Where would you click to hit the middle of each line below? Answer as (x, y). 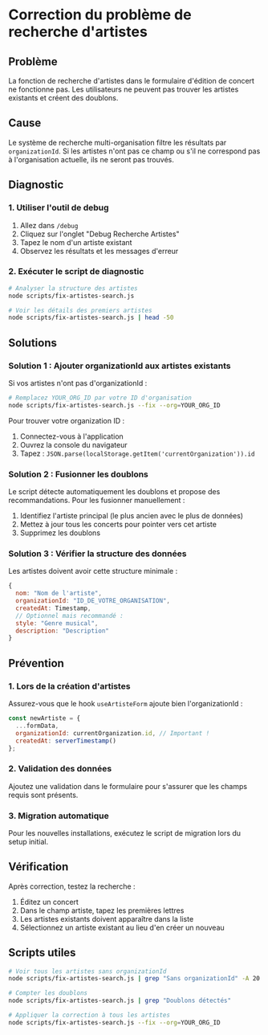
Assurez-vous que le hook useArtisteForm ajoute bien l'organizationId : (126, 704)
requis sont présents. (43, 795)
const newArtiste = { (45, 718)
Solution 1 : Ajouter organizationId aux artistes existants (120, 366)
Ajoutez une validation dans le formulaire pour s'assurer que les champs (128, 786)
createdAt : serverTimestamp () (66, 741)
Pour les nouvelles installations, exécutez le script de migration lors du (125, 832)
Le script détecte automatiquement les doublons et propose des (114, 492)
